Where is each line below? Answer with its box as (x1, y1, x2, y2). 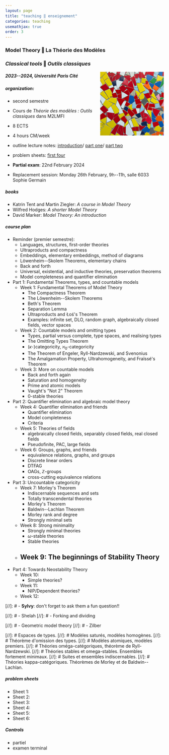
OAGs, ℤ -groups (27, 469, 62, 475)
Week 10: (20, 572, 39, 578)
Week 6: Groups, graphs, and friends (20, 447, 97, 453)
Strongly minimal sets (27, 517, 72, 523)
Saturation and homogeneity (27, 377, 87, 383)
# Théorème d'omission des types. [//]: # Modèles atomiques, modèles (5, 638, 152, 644)
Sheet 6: (12, 715, 30, 721)
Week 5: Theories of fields (20, 425, 75, 431)
